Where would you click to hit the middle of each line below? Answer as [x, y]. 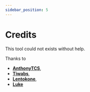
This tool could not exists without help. [45, 49]
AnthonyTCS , [27, 68]
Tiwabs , [21, 73]
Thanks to [16, 58]
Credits [21, 34]
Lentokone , [24, 79]
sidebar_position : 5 [27, 10]
